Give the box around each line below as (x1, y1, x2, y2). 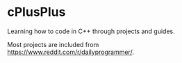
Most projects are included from (7, 40, 99, 48)
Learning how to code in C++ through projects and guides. (7, 27, 175, 35)
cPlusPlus (7, 4, 66, 20)
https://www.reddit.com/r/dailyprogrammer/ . (7, 48, 134, 56)
